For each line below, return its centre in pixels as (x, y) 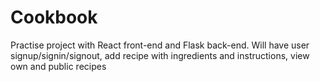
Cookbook (54, 17)
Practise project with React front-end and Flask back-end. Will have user (160, 45)
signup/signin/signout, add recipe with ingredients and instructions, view (160, 55)
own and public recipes (58, 66)
